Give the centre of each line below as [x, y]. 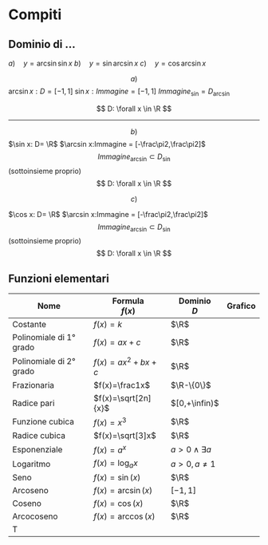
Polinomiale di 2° [44, 361]
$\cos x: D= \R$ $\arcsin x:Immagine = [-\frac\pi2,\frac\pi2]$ [108, 214]
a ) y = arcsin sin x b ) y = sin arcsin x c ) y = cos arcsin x [107, 63]
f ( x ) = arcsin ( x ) [123, 491]
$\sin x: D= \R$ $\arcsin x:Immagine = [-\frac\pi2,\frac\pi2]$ [107, 144]
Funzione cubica [43, 422]
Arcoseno [31, 491]
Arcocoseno [35, 516]
